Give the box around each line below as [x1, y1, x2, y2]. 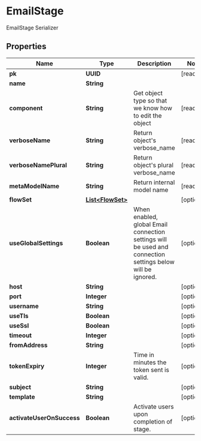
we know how [133, 104, 172, 112]
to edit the [133, 111, 162, 119]
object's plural [133, 161, 173, 169]
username [9, 302, 39, 310]
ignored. [133, 272, 157, 281]
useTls [9, 311, 29, 320]
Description [137, 59, 172, 67]
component [9, 104, 43, 112]
